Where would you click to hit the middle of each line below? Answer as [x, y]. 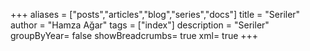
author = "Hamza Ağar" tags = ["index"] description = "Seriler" [140, 25]
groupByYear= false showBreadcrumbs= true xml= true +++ [134, 35]
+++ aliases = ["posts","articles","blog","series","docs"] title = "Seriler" [155, 14]
